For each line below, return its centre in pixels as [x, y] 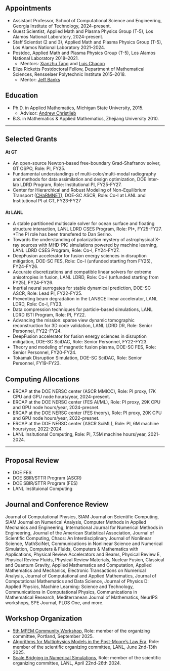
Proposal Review [32, 460]
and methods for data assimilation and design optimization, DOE [79, 180]
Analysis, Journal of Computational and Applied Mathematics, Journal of [81, 575]
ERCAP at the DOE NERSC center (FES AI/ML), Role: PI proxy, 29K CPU [87, 402]
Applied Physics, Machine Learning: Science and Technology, [70, 587]
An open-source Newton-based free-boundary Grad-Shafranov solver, [87, 163]
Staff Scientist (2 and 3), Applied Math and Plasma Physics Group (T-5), [88, 42]
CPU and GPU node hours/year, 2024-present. [61, 397]
